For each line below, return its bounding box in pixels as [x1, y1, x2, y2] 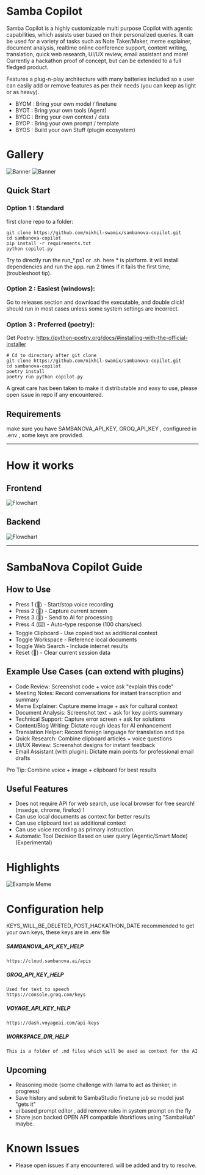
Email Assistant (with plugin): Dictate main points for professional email [15, 748, 194, 755]
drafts [15, 754, 31, 762]
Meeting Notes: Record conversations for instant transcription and [15, 689, 182, 696]
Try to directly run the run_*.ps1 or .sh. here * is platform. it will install [6, 256, 179, 263]
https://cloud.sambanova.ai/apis [6, 958, 92, 964]
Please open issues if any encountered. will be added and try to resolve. [15, 1162, 197, 1169]
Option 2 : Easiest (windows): [6, 284, 96, 293]
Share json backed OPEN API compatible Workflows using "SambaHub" [15, 1113, 196, 1121]
